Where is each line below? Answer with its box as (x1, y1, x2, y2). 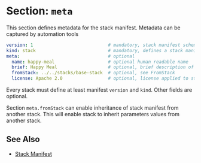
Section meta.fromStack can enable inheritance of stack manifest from (6, 104, 179, 111)
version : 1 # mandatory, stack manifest (6, 42, 181, 48)
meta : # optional (6, 53, 135, 59)
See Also (6, 134, 40, 144)
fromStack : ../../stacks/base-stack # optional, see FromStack (11, 70, 175, 76)
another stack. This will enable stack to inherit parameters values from (6, 111, 180, 118)
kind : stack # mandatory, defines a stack (6, 47, 184, 53)
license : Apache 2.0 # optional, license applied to (11, 76, 188, 81)
